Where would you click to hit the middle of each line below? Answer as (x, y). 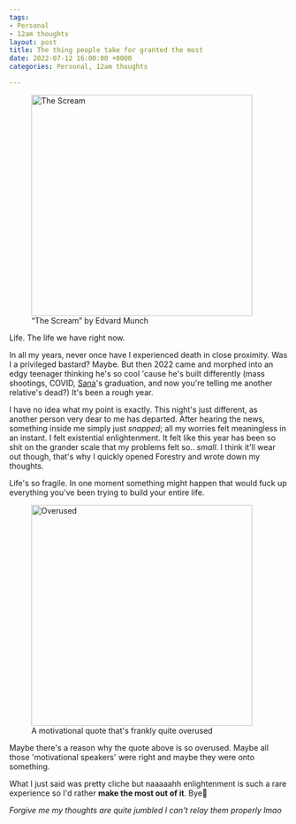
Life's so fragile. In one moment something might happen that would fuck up (148, 483)
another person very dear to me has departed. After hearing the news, (137, 419)
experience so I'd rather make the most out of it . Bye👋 (108, 793)
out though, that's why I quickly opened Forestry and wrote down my (135, 456)
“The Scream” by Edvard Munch (90, 320)
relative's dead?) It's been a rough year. (81, 392)
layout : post (33, 42)
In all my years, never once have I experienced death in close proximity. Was (148, 355)
